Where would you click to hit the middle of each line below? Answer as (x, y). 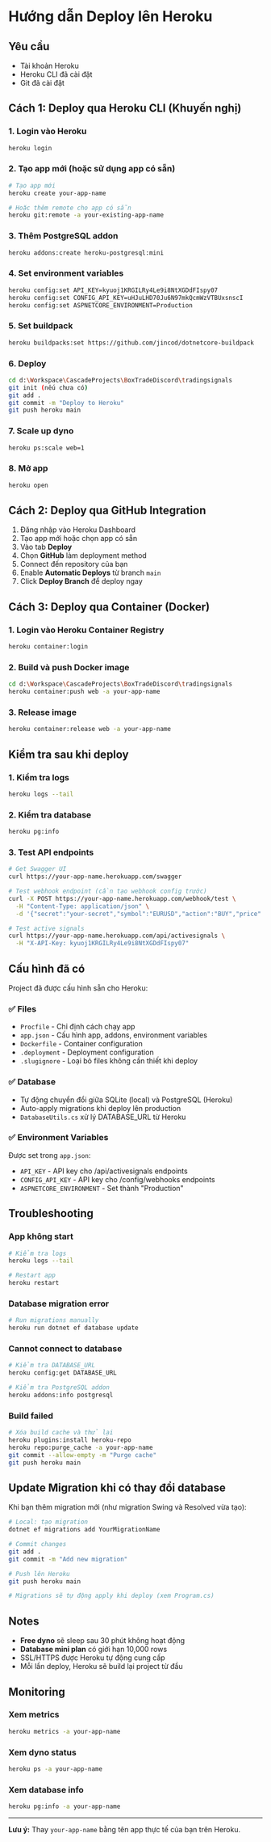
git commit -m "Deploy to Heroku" (67, 403)
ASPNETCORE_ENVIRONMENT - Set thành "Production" (102, 1188)
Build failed (31, 1416)
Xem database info (46, 1789)
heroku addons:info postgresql (61, 1395)
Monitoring (37, 1692)
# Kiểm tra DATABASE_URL (52, 1366)
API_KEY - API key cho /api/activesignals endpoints (104, 1171)
